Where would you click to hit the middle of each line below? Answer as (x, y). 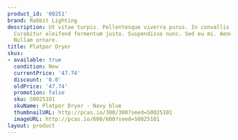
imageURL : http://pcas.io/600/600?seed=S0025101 (87, 119)
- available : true (34, 60)
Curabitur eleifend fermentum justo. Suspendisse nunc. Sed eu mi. (115, 34)
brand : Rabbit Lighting (42, 21)
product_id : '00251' (38, 14)
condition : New (36, 66)
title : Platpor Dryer (39, 47)
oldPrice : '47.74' (41, 86)
